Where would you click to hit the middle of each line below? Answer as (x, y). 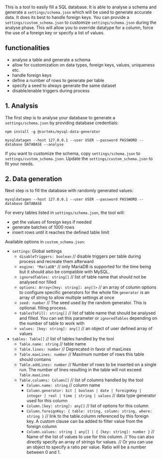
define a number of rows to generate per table (58, 80)
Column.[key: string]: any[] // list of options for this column (88, 406)
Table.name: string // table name (52, 344)
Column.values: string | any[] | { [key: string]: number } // (90, 432)
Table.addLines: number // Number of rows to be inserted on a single (88, 365)
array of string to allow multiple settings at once (67, 297)
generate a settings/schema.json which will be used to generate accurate (79, 12)
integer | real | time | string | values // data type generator (91, 395)
